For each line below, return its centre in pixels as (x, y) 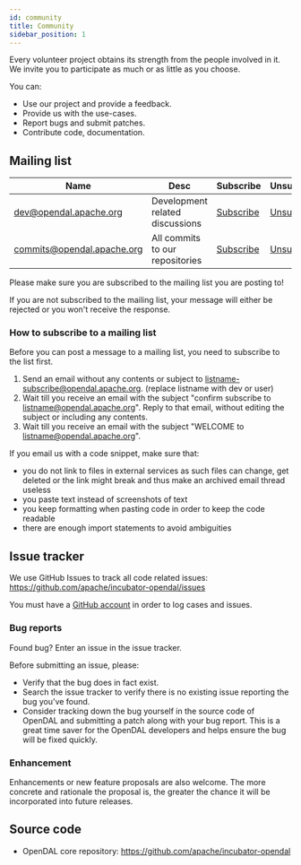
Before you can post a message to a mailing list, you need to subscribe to (145, 352)
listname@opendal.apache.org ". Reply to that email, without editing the (153, 408)
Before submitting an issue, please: (74, 665)
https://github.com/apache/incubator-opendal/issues (107, 587)
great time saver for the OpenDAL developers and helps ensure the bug (154, 730)
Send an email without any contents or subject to (112, 379)
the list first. (31, 362)
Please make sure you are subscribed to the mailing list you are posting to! (146, 282)
